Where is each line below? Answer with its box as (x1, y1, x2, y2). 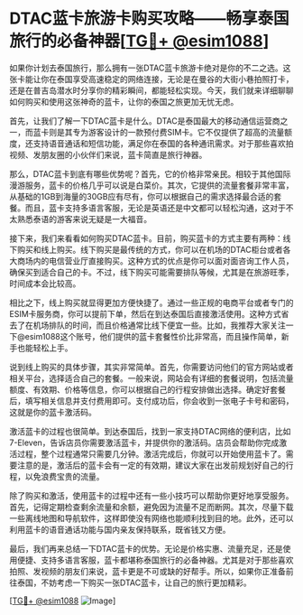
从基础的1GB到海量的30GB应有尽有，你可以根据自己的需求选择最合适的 (9, 191, 274, 201)
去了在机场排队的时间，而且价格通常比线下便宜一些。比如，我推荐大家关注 (9, 320, 286, 331)
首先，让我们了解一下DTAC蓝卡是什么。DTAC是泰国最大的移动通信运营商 (9, 115, 280, 126)
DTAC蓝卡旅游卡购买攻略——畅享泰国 (9, 8, 289, 29)
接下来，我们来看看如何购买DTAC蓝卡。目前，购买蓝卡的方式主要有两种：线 (9, 232, 291, 244)
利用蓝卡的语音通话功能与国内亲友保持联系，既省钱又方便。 (9, 524, 231, 535)
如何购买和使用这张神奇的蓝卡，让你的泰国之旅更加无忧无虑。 (9, 96, 239, 107)
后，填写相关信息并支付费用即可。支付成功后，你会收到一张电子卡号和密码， (9, 395, 294, 406)
